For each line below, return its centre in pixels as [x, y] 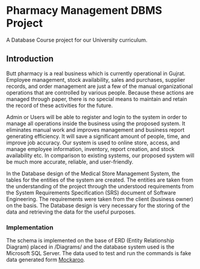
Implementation [30, 227]
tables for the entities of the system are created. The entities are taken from [100, 180]
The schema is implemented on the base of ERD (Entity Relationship [90, 241]
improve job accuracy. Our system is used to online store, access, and [93, 143]
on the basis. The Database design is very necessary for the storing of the [98, 205]
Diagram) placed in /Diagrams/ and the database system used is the [90, 247]
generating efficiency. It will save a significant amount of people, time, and [98, 136]
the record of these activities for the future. [59, 105]
